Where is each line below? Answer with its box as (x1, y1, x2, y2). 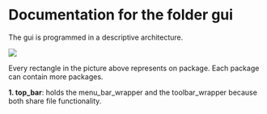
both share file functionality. (8, 95, 102, 106)
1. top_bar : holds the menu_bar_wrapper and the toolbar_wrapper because (8, 87, 257, 97)
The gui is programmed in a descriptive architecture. (8, 32, 184, 42)
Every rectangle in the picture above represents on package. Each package (8, 63, 260, 73)
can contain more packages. (8, 71, 104, 82)
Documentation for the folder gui (8, 6, 233, 24)
